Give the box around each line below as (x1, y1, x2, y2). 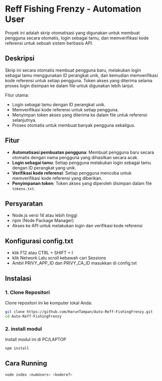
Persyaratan (5, 200, 43, 208)
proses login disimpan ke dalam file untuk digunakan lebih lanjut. (5, 83, 134, 89)
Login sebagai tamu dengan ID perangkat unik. (12, 101, 106, 108)
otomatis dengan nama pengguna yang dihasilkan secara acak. (12, 154, 139, 160)
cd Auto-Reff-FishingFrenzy (5, 314, 62, 319)
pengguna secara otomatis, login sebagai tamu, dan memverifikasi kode (5, 35, 149, 41)
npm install (5, 345, 29, 351)
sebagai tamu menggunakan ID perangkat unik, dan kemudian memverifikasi (5, 72, 158, 78)
